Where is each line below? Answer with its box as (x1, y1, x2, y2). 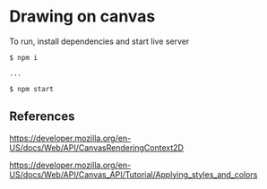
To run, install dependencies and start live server (9, 36, 190, 47)
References (9, 109, 75, 125)
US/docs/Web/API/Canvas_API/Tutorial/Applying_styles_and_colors (9, 168, 258, 180)
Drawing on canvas (9, 6, 156, 27)
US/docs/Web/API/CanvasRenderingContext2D (9, 142, 184, 153)
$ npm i (9, 53, 39, 62)
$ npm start (9, 84, 54, 93)
